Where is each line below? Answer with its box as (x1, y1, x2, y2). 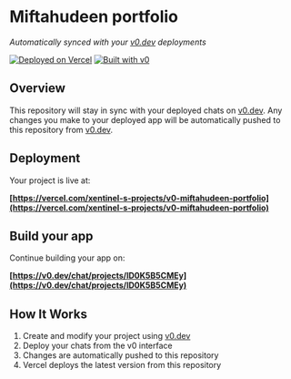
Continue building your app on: (9, 252, 125, 263)
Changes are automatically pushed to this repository (22, 350, 219, 361)
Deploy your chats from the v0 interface (22, 340, 173, 352)
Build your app (9, 228, 94, 243)
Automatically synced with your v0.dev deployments (9, 36, 206, 47)
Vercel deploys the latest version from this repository (22, 360, 222, 371)
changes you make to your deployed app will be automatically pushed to (9, 114, 281, 125)
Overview (9, 80, 66, 97)
